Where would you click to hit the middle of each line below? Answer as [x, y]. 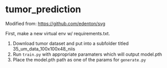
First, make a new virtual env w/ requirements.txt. [58, 33]
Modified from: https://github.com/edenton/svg [55, 24]
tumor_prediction [43, 9]
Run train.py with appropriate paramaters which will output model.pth [87, 54]
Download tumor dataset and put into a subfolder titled [71, 43]
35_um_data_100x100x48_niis [44, 49]
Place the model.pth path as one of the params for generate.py [79, 59]
